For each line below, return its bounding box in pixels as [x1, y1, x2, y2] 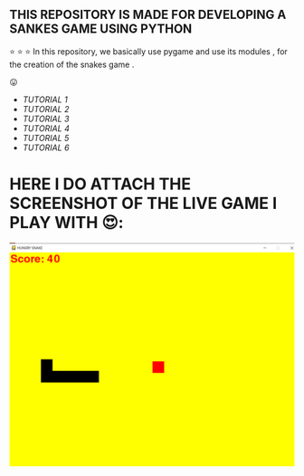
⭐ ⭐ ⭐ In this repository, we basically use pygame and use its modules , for [9, 45, 288, 57]
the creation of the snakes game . [9, 59, 135, 70]
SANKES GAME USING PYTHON [9, 22, 193, 37]
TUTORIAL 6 [22, 142, 70, 153]
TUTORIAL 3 [22, 113, 70, 124]
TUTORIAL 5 [22, 132, 70, 143]
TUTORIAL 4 [22, 122, 70, 134]
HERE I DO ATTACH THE [9, 174, 192, 194]
